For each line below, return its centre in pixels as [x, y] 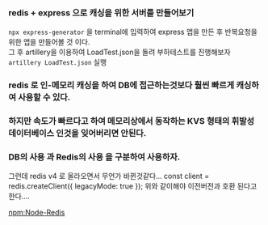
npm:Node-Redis [37, 213]
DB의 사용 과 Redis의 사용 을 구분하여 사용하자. [94, 157]
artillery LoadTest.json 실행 [58, 62]
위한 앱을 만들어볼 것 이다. [49, 42]
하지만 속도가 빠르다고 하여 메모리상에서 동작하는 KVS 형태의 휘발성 [132, 121]
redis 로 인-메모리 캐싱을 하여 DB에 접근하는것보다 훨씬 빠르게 [121, 85]
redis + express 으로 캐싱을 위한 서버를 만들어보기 [101, 12]
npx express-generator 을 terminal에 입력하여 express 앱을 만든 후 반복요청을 [133, 32]
